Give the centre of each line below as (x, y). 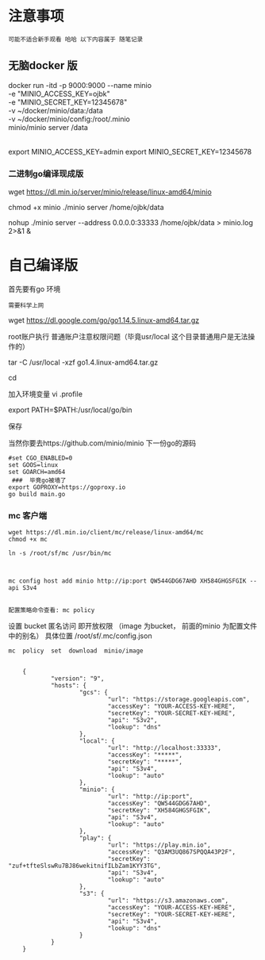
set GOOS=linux (33, 465)
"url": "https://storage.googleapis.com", (179, 699)
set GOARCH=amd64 (37, 472)
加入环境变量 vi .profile (46, 394)
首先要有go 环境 (35, 289)
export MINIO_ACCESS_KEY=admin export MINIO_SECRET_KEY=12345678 (130, 152)
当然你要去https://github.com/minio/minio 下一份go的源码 (102, 443)
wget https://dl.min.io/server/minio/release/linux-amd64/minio (110, 192)
